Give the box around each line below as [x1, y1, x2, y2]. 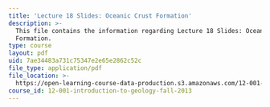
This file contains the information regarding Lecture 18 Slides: [15, 27, 243, 35]
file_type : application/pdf [8, 64, 103, 72]
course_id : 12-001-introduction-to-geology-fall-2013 [8, 86, 193, 95]
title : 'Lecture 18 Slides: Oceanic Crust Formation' [8, 11, 193, 20]
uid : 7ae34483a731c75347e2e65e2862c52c [8, 57, 142, 65]
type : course [8, 42, 52, 50]
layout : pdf [8, 49, 48, 57]
